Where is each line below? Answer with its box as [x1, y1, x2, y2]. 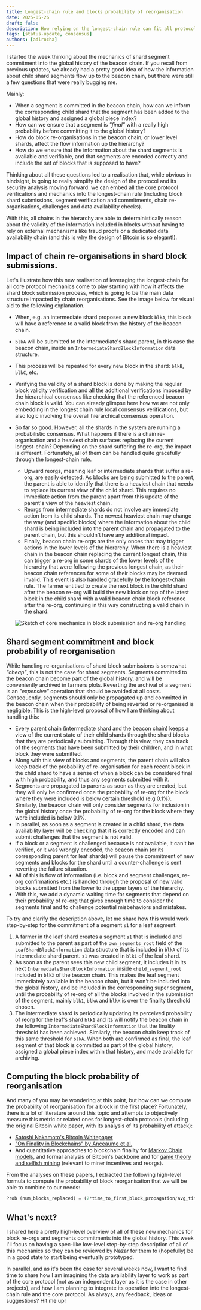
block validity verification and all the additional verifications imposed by [14, 387, 191, 394]
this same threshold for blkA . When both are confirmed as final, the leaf [14, 1035, 191, 1042]
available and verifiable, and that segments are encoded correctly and [14, 153, 188, 160]
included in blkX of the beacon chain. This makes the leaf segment [14, 971, 179, 979]
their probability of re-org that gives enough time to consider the [14, 897, 175, 904]
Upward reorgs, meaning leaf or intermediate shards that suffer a [23, 467, 184, 474]
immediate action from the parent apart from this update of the [23, 493, 178, 500]
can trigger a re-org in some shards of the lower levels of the [23, 557, 175, 564]
